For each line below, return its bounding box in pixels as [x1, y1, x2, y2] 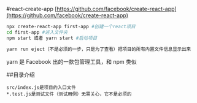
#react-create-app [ [6, 6, 57, 12]
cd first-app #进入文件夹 [6, 29, 68, 36]
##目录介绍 [6, 71, 35, 78]
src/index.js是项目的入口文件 [6, 84, 77, 91]
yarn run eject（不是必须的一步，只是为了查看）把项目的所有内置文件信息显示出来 [6, 46, 191, 52]
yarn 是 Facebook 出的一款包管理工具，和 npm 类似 [6, 58, 137, 65]
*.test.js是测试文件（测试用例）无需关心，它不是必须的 [6, 91, 132, 97]
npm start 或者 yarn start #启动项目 [6, 35, 98, 41]
